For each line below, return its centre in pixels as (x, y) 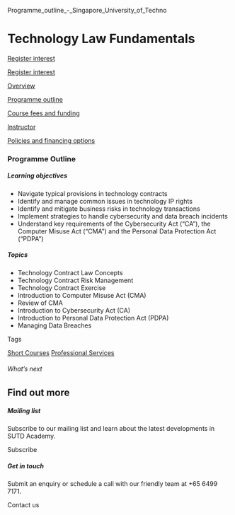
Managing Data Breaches (55, 325)
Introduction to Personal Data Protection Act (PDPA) (93, 318)
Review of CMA (40, 303)
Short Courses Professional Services (61, 352)
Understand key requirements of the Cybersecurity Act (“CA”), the (114, 224)
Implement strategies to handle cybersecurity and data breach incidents (122, 216)
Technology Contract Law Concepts (70, 272)
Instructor (22, 127)
